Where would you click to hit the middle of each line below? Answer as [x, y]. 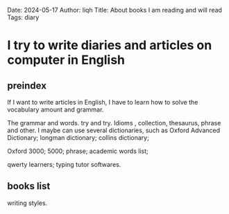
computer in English [66, 60]
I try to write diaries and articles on [110, 45]
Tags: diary [23, 17]
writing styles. [27, 203]
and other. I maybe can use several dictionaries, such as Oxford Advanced [114, 130]
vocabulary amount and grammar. [56, 109]
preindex [27, 86]
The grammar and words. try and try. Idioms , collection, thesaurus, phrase [114, 123]
